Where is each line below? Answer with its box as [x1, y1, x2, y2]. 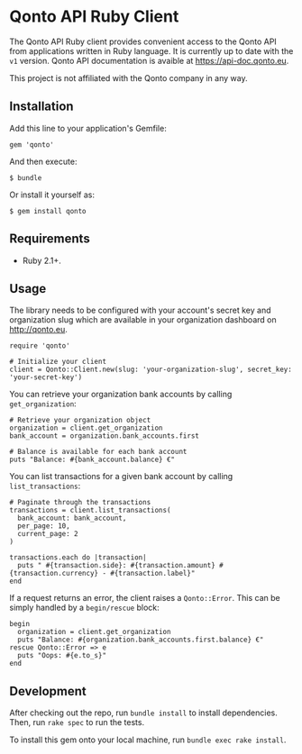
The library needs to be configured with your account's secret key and [9, 304, 272, 316]
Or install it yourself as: [9, 189, 95, 200]
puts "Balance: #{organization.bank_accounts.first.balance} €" [17, 635, 264, 645]
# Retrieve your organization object [9, 416, 151, 425]
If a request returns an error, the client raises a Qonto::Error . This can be [9, 593, 281, 604]
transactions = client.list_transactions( [9, 506, 171, 515]
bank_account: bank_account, [17, 513, 127, 523]
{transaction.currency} [9, 569, 99, 578]
